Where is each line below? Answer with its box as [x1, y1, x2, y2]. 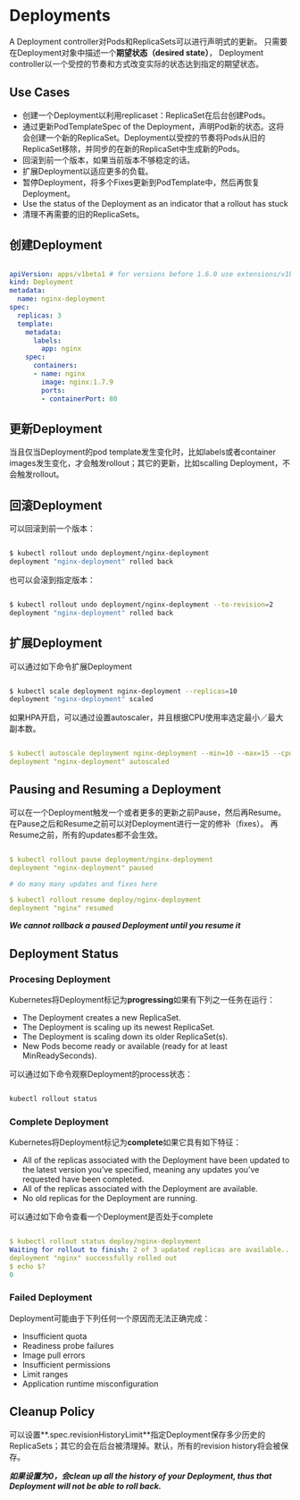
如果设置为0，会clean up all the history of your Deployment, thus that [9, 1470, 272, 1481]
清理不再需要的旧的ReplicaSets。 [21, 208, 145, 219]
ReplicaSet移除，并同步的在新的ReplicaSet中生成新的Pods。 [21, 143, 246, 154]
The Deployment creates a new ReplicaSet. [21, 1012, 181, 1022]
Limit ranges [21, 1369, 69, 1379]
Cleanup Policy [9, 1404, 96, 1419]
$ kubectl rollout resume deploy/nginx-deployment [9, 895, 202, 904]
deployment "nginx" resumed [9, 904, 114, 913]
